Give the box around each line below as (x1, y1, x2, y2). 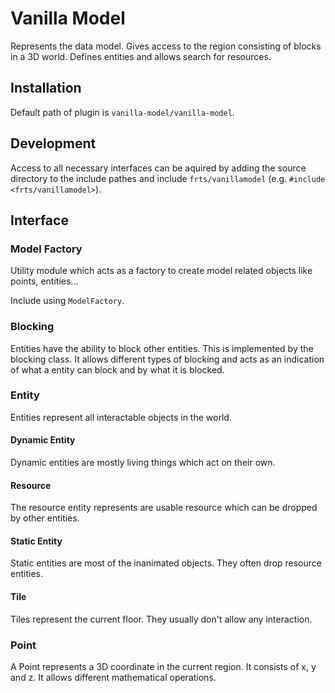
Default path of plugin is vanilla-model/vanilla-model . (10, 106, 235, 118)
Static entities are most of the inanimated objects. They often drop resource (10, 557, 322, 569)
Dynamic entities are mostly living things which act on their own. (10, 457, 276, 469)
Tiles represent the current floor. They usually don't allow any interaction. (10, 613, 313, 625)
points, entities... (10, 275, 79, 287)
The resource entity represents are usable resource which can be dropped (10, 502, 318, 514)
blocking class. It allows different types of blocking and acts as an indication (10, 353, 325, 365)
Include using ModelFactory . (10, 295, 125, 307)
